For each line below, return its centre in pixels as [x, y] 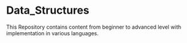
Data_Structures [48, 10]
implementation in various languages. [52, 33]
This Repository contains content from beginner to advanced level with [94, 27]
